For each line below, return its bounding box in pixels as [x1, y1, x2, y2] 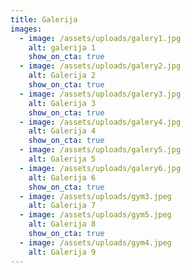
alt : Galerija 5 [28, 154, 97, 164]
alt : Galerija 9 [28, 247, 97, 257]
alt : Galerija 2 [28, 71, 97, 81]
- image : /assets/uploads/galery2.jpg [19, 61, 182, 71]
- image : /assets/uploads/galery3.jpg [19, 89, 182, 99]
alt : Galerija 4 [28, 126, 97, 136]
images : [10, 24, 43, 34]
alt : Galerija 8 [28, 219, 97, 230]
